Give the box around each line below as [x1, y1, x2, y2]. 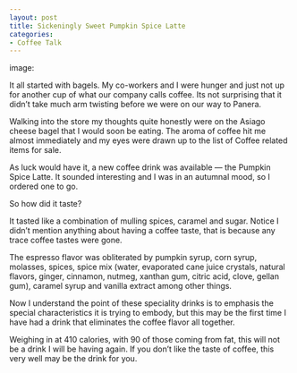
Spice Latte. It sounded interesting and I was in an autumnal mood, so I [9, 172, 271, 182]
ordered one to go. [9, 181, 79, 192]
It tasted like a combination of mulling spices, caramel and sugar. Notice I [9, 216, 279, 226]
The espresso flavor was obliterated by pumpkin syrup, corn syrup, [9, 252, 258, 263]
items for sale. [9, 145, 62, 156]
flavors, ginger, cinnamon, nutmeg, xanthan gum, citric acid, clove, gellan [9, 271, 280, 282]
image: [9, 63, 35, 73]
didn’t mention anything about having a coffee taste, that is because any [9, 225, 276, 236]
